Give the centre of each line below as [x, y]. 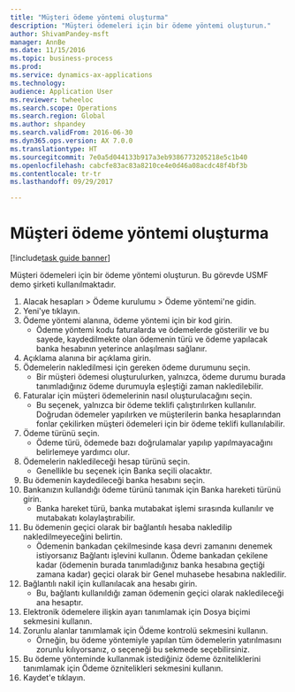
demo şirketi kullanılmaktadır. [63, 285]
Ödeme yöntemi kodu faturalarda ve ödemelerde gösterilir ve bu [152, 330]
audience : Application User [62, 91]
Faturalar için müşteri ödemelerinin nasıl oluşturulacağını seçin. [137, 396]
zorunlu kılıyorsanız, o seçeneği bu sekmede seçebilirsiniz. [143, 650]
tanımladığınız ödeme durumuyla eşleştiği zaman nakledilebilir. [150, 387]
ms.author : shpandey [48, 125]
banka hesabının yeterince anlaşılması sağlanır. [121, 349]
